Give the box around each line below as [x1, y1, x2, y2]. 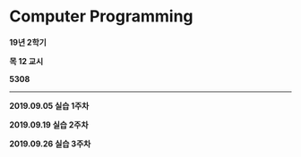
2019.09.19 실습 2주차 [9, 119, 89, 130]
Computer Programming [9, 6, 194, 27]
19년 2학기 [9, 37, 47, 47]
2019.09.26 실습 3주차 [9, 138, 91, 149]
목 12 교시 [9, 55, 44, 66]
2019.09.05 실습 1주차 [9, 100, 90, 111]
